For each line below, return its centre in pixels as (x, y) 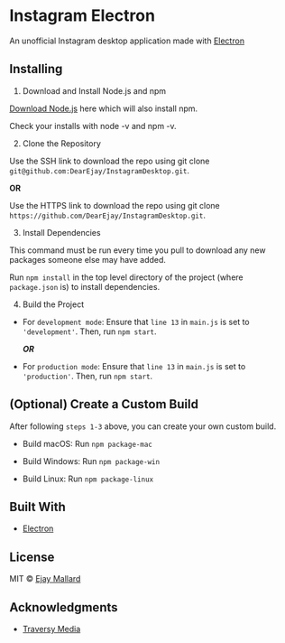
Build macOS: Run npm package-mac (87, 443)
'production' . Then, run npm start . (87, 376)
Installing (36, 69)
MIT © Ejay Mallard (45, 579)
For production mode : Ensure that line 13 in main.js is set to (134, 366)
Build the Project (53, 304)
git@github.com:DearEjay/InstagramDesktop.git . (100, 170)
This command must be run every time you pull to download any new (138, 250)
